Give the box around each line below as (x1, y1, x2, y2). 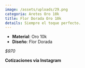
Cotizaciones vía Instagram (5, 57, 61, 63)
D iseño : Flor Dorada (12, 39, 53, 45)
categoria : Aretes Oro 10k (5, 12, 59, 16)
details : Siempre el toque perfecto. (5, 20, 81, 26)
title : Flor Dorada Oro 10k (5, 16, 62, 21)
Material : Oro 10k (12, 34, 47, 40)
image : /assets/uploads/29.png (5, 7, 68, 12)
